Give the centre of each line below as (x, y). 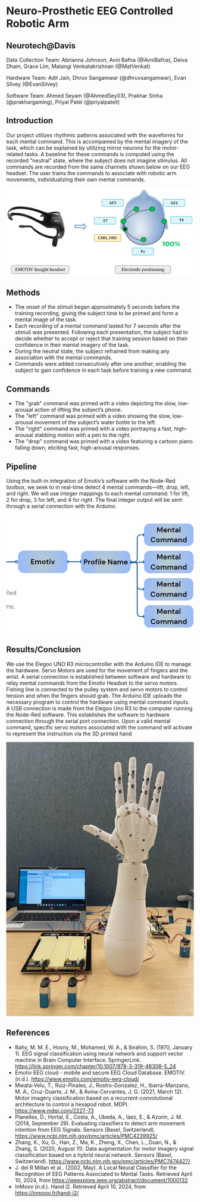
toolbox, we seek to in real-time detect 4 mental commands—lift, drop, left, (98, 487)
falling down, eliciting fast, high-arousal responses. (77, 448)
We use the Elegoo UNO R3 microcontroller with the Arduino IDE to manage (99, 664)
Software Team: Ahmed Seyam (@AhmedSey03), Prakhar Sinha (85, 96)
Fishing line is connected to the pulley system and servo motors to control (97, 689)
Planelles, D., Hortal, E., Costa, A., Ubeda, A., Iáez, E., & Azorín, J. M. (99, 1117)
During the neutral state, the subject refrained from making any (92, 351)
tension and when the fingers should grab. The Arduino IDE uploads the (94, 695)
